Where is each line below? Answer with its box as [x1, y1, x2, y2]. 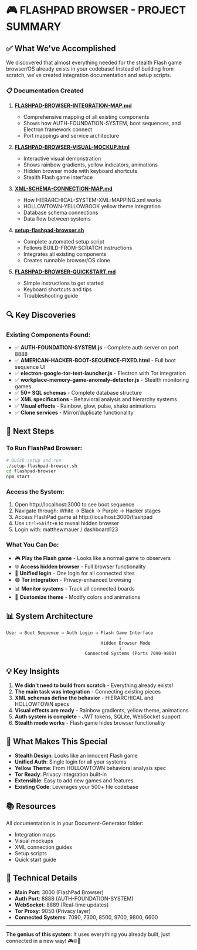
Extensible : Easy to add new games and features [14, 777, 134, 784]
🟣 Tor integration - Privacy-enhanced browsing [14, 576, 132, 583]
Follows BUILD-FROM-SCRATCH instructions [23, 244, 133, 252]
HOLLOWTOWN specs [14, 701, 69, 708]
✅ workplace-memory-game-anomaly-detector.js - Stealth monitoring [14, 376, 189, 383]
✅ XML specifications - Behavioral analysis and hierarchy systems [14, 395, 177, 402]
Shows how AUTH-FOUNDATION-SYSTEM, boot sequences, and [23, 120, 181, 127]
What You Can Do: [6, 541, 59, 549]
